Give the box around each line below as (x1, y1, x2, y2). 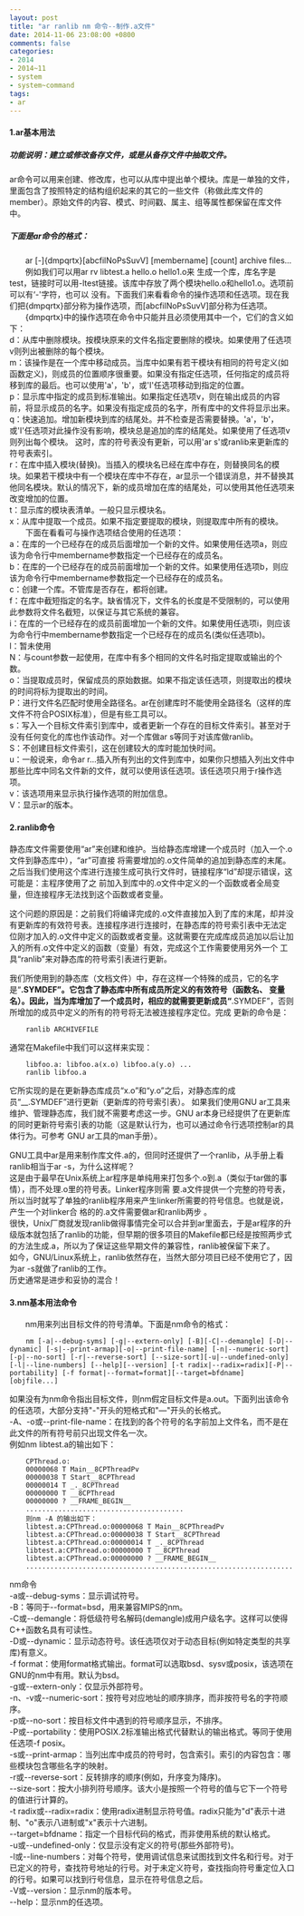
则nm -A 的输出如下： (25, 1514, 98, 1524)
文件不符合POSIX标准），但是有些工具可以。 (9, 709, 172, 719)
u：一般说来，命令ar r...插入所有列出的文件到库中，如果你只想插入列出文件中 (9, 754, 295, 765)
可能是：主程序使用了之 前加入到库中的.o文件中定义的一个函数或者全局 (9, 877, 273, 889)
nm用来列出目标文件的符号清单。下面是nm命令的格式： (24, 1319, 232, 1330)
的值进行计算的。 (9, 1794, 73, 1805)
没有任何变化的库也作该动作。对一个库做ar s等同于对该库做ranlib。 (9, 731, 259, 742)
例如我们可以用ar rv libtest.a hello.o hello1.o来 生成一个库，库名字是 (24, 266, 277, 277)
